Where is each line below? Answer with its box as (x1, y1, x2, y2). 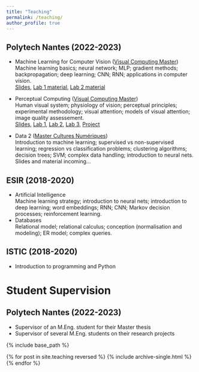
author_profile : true (6, 20, 61, 26)
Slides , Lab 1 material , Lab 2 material (14, 83, 105, 91)
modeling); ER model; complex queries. (14, 229, 112, 236)
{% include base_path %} (6, 341, 70, 349)
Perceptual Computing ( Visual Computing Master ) (14, 95, 138, 103)
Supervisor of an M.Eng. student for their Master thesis (14, 323, 151, 331)
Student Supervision (6, 284, 111, 297)
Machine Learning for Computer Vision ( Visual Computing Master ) (14, 58, 179, 65)
